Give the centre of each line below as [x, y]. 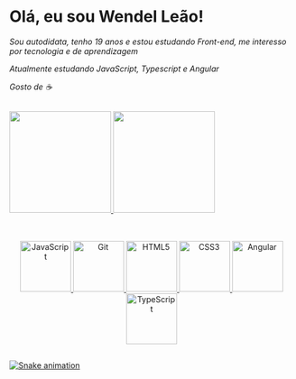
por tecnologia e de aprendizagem [74, 51]
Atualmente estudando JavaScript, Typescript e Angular [114, 69]
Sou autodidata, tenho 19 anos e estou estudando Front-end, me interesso [148, 42]
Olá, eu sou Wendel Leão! [107, 17]
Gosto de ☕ [31, 87]
